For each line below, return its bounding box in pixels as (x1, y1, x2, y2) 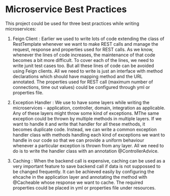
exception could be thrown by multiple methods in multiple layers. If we (12, 115, 162, 121)
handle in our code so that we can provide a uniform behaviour (12, 137, 145, 143)
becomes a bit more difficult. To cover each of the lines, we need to (12, 57, 154, 63)
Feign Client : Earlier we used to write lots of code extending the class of (12, 36, 164, 42)
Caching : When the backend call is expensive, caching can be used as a (12, 157, 165, 164)
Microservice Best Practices (5, 4, 127, 15)
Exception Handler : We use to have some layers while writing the (12, 99, 150, 105)
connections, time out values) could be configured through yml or (12, 84, 150, 90)
